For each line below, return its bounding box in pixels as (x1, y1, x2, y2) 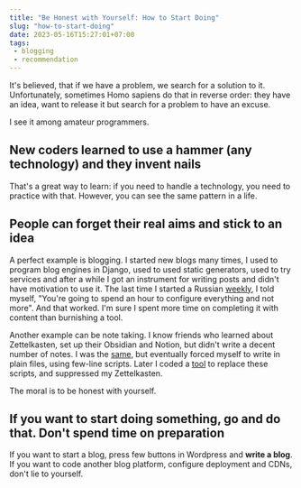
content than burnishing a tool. (9, 312, 123, 323)
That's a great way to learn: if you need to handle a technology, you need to (9, 180, 291, 191)
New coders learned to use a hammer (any (9, 143, 252, 158)
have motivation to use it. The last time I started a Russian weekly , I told (9, 283, 275, 294)
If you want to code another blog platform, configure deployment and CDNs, (9, 459, 293, 470)
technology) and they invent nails (9, 157, 202, 172)
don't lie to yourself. (9, 468, 84, 479)
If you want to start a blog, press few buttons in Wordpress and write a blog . (9, 449, 293, 460)
